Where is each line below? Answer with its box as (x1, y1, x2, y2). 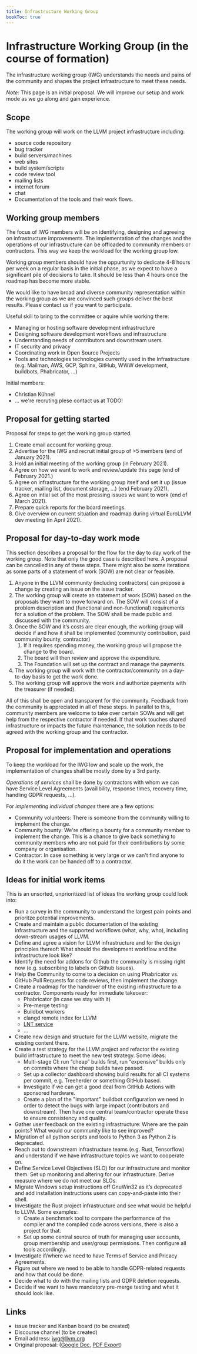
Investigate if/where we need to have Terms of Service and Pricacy (14, 1252, 178, 1259)
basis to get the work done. (32, 673, 99, 680)
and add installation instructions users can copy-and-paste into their (14, 1190, 181, 1197)
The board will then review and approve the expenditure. (23, 654, 161, 661)
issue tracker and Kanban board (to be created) (14, 1323, 131, 1330)
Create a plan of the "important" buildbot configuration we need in (23, 1096, 184, 1103)
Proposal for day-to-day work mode (6, 534, 140, 544)
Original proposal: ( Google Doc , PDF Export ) (14, 1341, 122, 1349)
